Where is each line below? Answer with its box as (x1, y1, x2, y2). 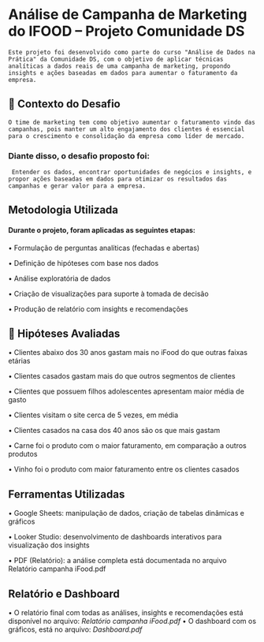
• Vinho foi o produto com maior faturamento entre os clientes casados (8, 465, 240, 474)
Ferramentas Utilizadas (8, 487, 125, 501)
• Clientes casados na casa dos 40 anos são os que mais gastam (8, 426, 221, 435)
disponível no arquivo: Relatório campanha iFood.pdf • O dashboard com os (8, 617, 257, 626)
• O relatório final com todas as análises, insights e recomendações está (8, 608, 244, 618)
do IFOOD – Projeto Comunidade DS (8, 22, 245, 40)
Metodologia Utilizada (8, 203, 119, 217)
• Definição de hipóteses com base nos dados (8, 258, 159, 267)
